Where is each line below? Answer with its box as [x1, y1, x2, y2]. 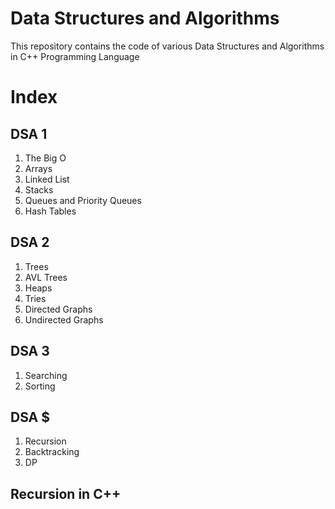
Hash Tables [24, 205, 77, 217]
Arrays [24, 162, 53, 174]
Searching [24, 369, 68, 381]
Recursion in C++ [10, 485, 122, 502]
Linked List [24, 173, 70, 185]
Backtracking [24, 446, 80, 458]
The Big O [24, 152, 67, 164]
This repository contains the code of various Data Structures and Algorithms [10, 40, 325, 52]
